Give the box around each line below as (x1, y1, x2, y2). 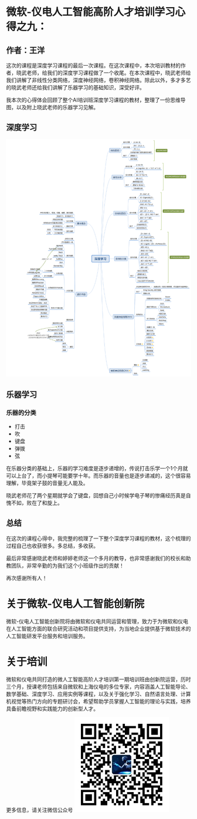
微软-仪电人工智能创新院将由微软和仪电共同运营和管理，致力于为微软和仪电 (6, 618, 189, 625)
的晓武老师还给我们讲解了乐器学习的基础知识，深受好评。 (6, 84, 145, 91)
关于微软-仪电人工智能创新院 (6, 597, 145, 611)
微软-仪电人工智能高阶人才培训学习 (6, 5, 176, 19)
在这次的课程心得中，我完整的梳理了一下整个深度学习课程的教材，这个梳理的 (6, 535, 191, 542)
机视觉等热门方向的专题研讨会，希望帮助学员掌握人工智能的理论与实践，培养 (6, 697, 191, 705)
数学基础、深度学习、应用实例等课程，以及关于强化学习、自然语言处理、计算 (6, 690, 191, 697)
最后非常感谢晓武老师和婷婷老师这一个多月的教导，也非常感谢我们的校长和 (6, 554, 186, 561)
